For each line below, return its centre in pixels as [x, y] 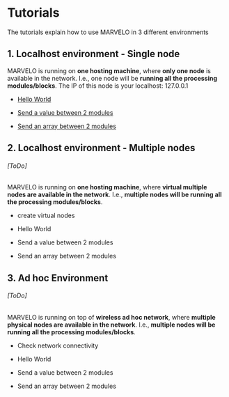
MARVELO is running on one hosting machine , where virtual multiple [107, 187]
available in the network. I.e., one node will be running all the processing [112, 78]
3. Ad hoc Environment [58, 278]
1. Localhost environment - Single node [94, 54]
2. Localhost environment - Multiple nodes [101, 148]
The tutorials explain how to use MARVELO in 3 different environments [108, 32]
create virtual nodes [46, 216]
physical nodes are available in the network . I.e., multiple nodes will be [111, 325]
